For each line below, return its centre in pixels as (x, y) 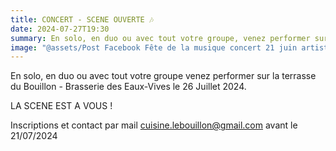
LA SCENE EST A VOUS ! (61, 106)
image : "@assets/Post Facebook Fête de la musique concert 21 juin (154, 47)
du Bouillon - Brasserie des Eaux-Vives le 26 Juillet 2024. (128, 87)
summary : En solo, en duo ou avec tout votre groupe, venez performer (160, 38)
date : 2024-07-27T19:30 (60, 29)
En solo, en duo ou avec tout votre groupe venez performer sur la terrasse (163, 76)
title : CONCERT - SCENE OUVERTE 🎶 (82, 19)
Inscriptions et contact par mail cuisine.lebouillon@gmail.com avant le (154, 125)
